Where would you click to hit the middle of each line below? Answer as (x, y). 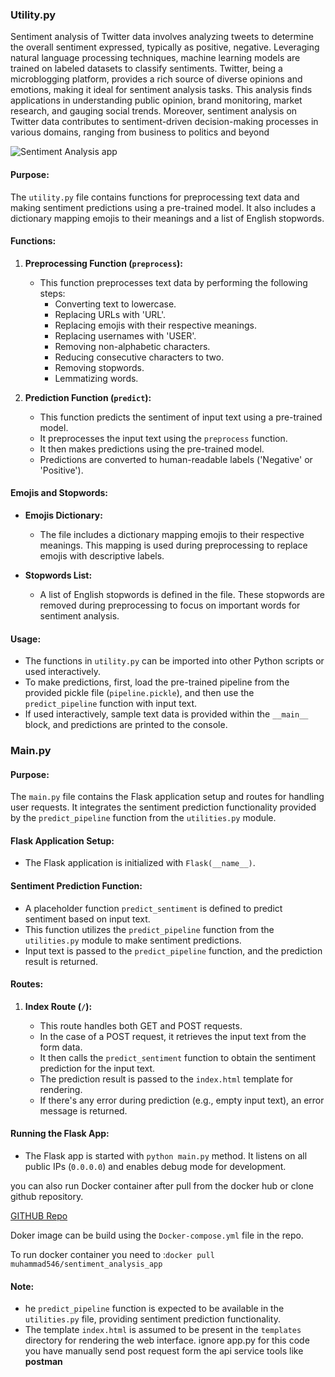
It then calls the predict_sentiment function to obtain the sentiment (178, 1057)
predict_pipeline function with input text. (111, 704)
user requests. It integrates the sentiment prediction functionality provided (163, 807)
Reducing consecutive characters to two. (139, 357)
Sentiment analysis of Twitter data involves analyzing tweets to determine (162, 37)
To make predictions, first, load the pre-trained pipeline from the (157, 682)
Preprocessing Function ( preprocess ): (104, 263)
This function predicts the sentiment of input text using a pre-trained (181, 417)
